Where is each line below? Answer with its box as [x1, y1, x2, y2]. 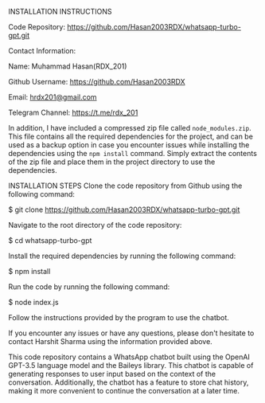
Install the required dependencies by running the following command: [8, 251, 236, 260]
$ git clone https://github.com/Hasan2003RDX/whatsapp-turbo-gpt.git [8, 205, 240, 214]
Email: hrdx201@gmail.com [8, 92, 97, 102]
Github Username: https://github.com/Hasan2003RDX [8, 77, 185, 86]
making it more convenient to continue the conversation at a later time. [8, 386, 240, 395]
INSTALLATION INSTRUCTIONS [8, 7, 112, 16]
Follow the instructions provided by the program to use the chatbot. [8, 313, 229, 322]
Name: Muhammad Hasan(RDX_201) [8, 61, 127, 71]
